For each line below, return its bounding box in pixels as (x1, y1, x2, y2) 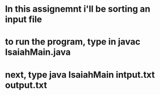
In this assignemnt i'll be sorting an (5, 3, 151, 15)
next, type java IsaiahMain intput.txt (5, 69, 155, 80)
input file (5, 14, 43, 25)
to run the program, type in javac (5, 36, 140, 47)
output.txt (5, 79, 47, 91)
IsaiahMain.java (5, 47, 71, 58)
